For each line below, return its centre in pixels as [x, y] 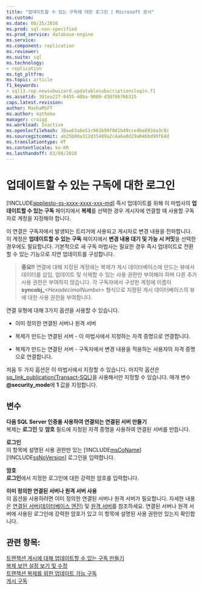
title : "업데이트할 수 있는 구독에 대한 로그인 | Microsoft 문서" [80, 12]
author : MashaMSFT [29, 108]
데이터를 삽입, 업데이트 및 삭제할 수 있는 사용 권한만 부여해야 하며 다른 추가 [109, 275]
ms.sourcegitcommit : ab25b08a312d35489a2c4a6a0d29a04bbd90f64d [88, 137]
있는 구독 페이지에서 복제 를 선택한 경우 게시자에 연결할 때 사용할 [108, 211]
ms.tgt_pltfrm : [25, 74]
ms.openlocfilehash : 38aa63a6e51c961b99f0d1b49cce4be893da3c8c [88, 131]
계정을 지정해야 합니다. [44, 218]
